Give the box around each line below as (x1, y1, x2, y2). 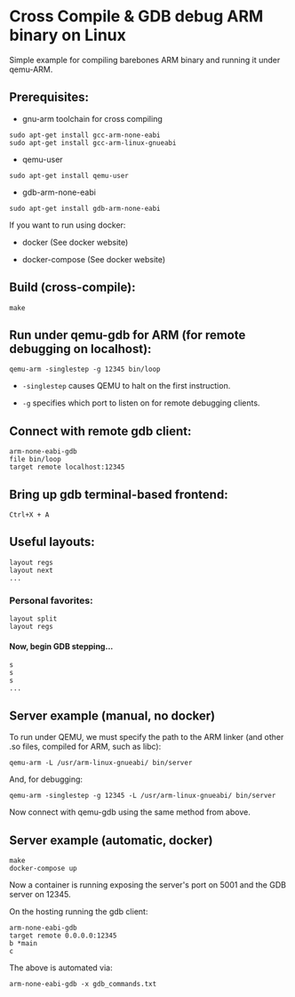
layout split (9, 615, 58, 623)
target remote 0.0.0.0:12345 (9, 931, 117, 940)
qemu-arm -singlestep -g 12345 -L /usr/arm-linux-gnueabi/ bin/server (9, 792, 276, 800)
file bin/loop (9, 455, 62, 464)
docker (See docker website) (21, 237, 129, 247)
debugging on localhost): (9, 341, 152, 357)
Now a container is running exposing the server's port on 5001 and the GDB (9, 879, 287, 890)
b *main (9, 938, 38, 948)
